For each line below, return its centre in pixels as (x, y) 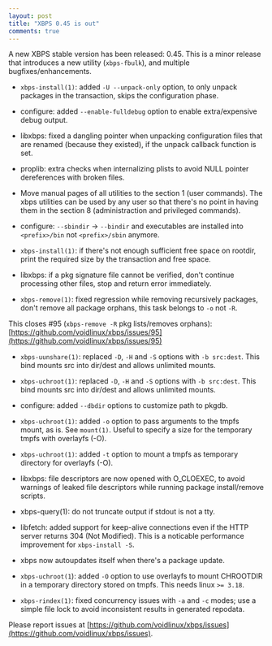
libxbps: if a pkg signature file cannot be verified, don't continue (127, 275)
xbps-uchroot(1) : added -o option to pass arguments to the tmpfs (130, 421)
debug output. (44, 120)
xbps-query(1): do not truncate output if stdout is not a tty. (117, 512)
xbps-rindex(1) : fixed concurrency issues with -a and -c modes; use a (138, 600)
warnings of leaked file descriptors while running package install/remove (142, 488)
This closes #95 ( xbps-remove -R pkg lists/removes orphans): (110, 324)
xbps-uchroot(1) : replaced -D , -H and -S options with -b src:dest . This (138, 381)
